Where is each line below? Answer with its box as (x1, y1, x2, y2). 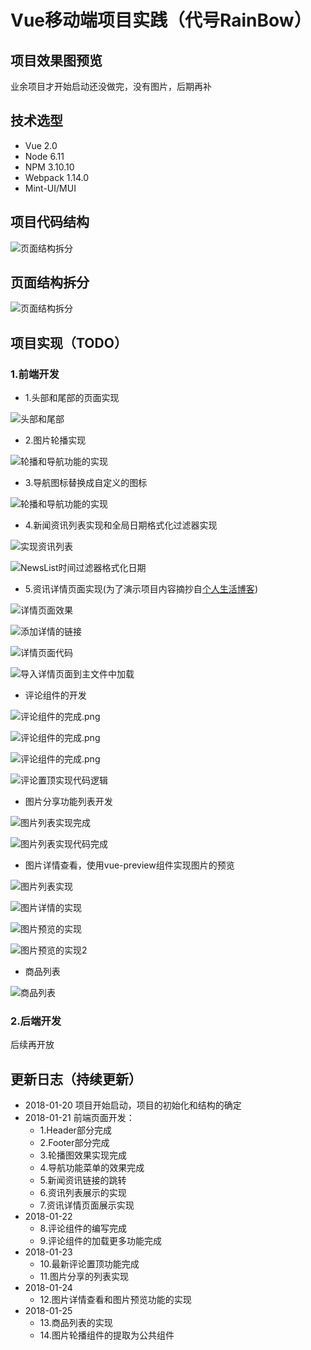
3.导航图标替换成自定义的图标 (24, 477, 148, 489)
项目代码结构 (10, 214, 90, 231)
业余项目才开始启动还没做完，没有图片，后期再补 (10, 81, 212, 92)
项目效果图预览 (10, 52, 103, 69)
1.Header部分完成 (39, 1124, 112, 1136)
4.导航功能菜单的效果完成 (39, 1162, 145, 1174)
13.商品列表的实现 (39, 1317, 113, 1329)
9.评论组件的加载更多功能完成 (39, 1235, 162, 1247)
